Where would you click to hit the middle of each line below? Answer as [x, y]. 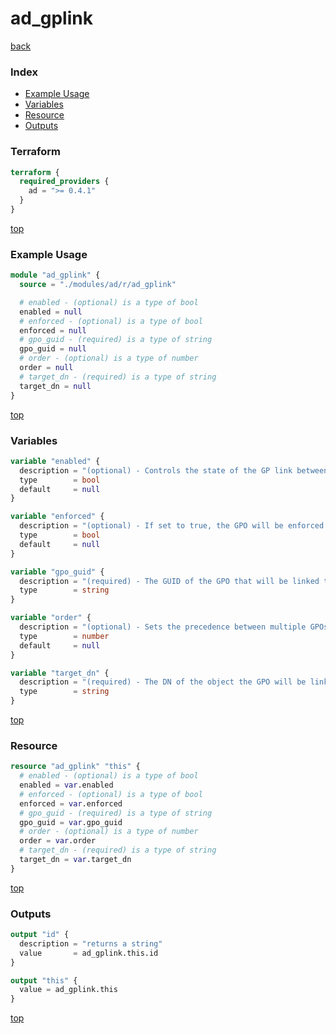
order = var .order [58, 841]
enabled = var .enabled [66, 785]
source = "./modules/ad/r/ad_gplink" [98, 285]
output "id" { [40, 935]
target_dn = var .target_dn [75, 860]
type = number [64, 636]
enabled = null [51, 312]
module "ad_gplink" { [55, 275]
